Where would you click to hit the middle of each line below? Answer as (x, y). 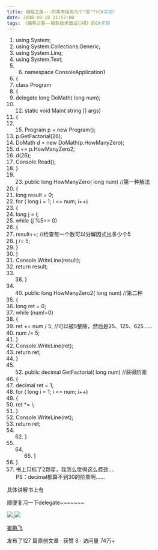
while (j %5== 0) (36, 221)
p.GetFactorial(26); (39, 136)
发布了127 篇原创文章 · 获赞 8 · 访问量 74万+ (61, 541)
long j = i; (27, 214)
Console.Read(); (36, 162)
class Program (33, 85)
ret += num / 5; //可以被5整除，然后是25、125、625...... (84, 326)
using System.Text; (39, 59)
